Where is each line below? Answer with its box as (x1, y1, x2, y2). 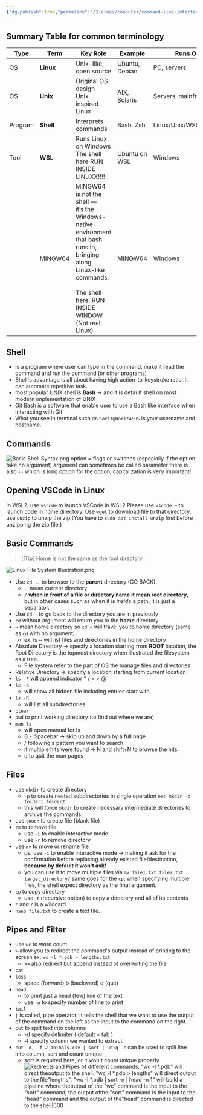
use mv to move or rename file (14, 843, 89, 850)
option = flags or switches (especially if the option (70, 455, 195, 462)
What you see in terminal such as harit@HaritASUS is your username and (14, 415, 196, 422)
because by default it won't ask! (24, 862, 107, 869)
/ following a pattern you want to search (24, 739, 124, 746)
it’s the (75, 205, 95, 214)
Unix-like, (75, 59, 104, 68)
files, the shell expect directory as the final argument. (24, 881, 157, 889)
